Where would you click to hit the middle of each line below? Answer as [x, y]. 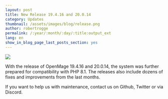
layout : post [19, 10]
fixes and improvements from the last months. [53, 77]
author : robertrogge [27, 29]
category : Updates [24, 19]
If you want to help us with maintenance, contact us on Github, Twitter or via [84, 86]
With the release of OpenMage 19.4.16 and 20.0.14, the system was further [82, 66]
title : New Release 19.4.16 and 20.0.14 [48, 15]
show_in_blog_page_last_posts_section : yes [52, 43]
